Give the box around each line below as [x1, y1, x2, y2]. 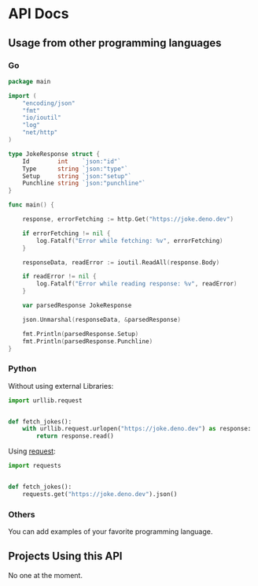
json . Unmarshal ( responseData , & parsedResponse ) [22, 315, 181, 323]
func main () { [8, 201, 55, 209]
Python [8, 364, 37, 375]
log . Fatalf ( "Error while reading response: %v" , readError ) [36, 280, 238, 288]
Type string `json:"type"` [22, 165, 128, 173]
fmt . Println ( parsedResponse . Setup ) [22, 330, 139, 338]
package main [8, 77, 51, 85]
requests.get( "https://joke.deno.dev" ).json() [22, 490, 178, 498]
